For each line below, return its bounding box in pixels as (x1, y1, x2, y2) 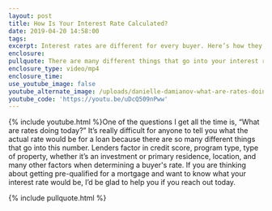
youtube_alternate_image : (8, 87, 96, 96)
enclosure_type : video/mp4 (8, 65, 100, 73)
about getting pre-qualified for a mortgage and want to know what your (8, 169, 247, 179)
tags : (8, 34, 27, 43)
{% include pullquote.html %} (8, 193, 107, 203)
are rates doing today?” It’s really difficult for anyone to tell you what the (8, 126, 249, 136)
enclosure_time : (8, 72, 63, 80)
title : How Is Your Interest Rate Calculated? (8, 19, 168, 28)
